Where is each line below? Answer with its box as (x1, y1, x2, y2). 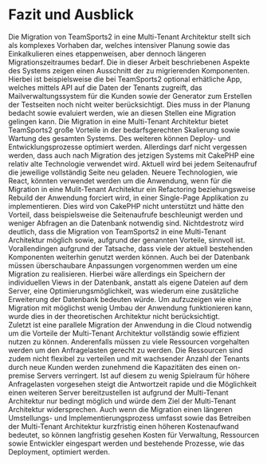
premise (8, 371, 35, 380)
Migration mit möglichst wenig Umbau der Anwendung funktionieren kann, (8, 303, 253, 313)
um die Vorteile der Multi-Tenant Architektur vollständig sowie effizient (8, 328, 240, 338)
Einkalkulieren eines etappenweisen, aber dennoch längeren (8, 49, 206, 58)
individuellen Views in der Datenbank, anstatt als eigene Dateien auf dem (8, 277, 249, 287)
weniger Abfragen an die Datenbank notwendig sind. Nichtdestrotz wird (8, 218, 245, 228)
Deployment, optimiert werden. (8, 446, 110, 456)
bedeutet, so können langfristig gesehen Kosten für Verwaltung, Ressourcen (8, 430, 260, 439)
